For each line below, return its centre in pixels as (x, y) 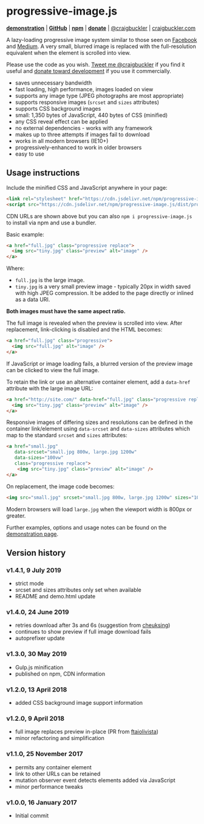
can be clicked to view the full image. (53, 370)
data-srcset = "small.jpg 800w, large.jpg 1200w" (76, 452)
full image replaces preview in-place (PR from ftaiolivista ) (87, 732)
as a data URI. (32, 300)
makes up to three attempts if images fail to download (82, 134)
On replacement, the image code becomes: (60, 486)
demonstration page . (32, 534)
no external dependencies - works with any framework (84, 128)
